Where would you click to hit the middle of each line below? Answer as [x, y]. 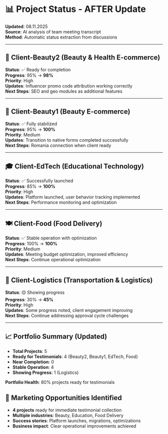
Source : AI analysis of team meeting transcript [53, 32]
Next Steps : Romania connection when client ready [58, 145]
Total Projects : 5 [30, 351]
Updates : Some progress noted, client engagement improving [69, 310]
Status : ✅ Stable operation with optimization [51, 238]
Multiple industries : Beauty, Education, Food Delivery [68, 415]
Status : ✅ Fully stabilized [31, 124]
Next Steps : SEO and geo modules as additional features [64, 91]
